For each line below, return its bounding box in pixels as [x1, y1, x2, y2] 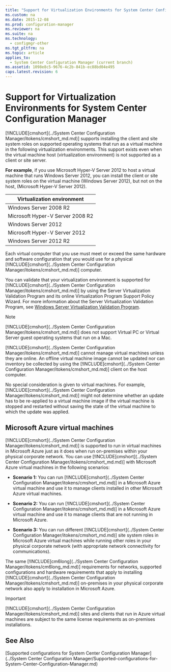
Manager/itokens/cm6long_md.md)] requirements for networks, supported [5, 564, 162, 570]
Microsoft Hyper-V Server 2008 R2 [8, 212, 94, 219]
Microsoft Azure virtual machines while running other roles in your [12, 537, 152, 544]
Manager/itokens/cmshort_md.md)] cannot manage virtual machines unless [5, 350, 164, 356]
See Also [5, 636, 34, 645]
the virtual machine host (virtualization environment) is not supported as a [5, 151, 160, 158]
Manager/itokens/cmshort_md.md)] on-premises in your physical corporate [5, 580, 164, 586]
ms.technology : [5, 36, 38, 41]
